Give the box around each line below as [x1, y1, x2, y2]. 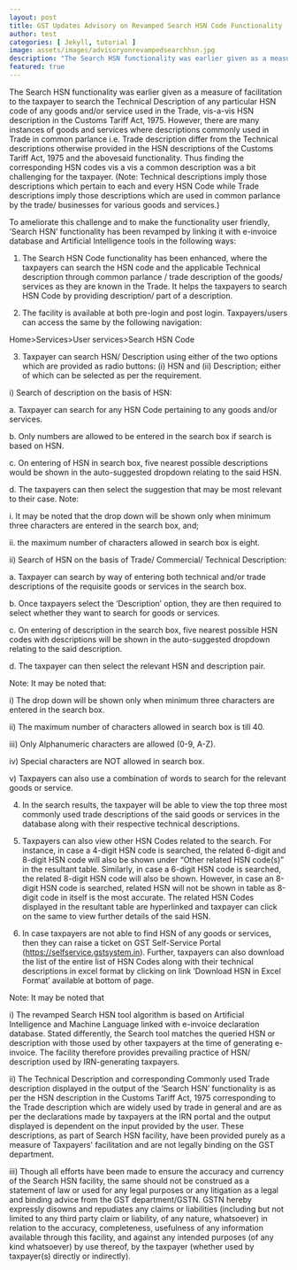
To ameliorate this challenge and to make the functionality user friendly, [9, 216, 270, 227]
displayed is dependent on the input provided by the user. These [9, 1120, 245, 1131]
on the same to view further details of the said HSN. [21, 910, 211, 921]
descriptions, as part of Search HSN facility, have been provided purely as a [9, 1130, 286, 1141]
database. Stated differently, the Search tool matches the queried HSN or [9, 1028, 276, 1039]
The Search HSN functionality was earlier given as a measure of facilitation [9, 86, 283, 97]
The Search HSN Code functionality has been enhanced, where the [21, 252, 268, 263]
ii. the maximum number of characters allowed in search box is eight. [9, 537, 261, 547]
